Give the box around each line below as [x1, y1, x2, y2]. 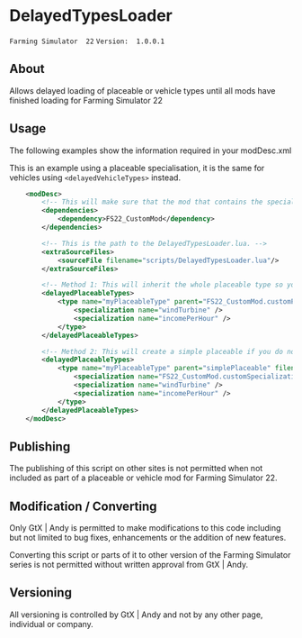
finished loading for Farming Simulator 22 [9, 95, 164, 105]
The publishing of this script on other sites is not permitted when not [9, 463, 263, 474]
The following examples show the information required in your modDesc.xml [9, 145, 292, 156]
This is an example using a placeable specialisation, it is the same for [9, 162, 265, 173]
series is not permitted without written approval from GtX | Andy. [9, 560, 249, 570]
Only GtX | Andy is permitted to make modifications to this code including [9, 523, 281, 533]
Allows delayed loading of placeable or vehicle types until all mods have [9, 85, 276, 96]
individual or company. [9, 618, 94, 629]
